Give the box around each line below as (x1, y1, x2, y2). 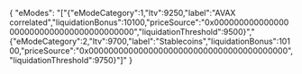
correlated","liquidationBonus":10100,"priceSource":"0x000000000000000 (9, 17, 289, 28)
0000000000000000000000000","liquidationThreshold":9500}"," (9, 27, 255, 37)
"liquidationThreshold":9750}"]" (9, 55, 128, 65)
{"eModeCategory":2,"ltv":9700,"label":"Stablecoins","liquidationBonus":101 (9, 36, 291, 46)
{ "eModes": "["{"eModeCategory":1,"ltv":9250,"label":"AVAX (9, 8, 236, 18)
